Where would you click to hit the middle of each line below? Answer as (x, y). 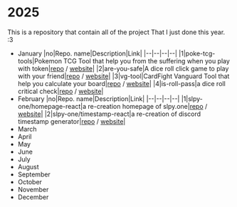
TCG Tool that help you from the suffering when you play (147, 60)
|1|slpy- (192, 99)
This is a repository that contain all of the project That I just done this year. (116, 32)
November (33, 189)
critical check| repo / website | (60, 91)
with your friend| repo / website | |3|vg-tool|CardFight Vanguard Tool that (123, 76)
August (28, 166)
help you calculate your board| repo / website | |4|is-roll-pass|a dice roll (121, 83)
